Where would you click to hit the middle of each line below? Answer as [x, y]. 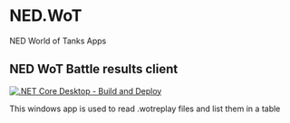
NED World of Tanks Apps [58, 41]
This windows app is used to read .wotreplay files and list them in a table [145, 109]
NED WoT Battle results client [94, 69]
